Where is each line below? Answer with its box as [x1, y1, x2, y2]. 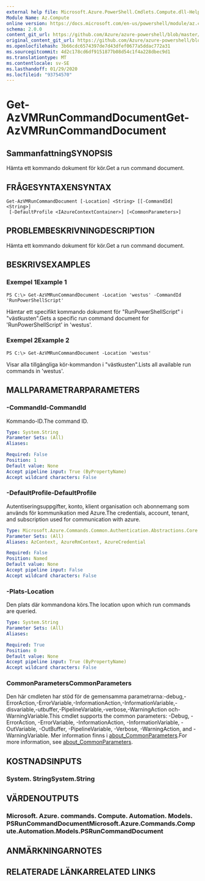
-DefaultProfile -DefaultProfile [6, 489, 96, 497]
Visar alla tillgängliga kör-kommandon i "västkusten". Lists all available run [6, 360, 191, 368]
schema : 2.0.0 [6, 26, 43, 32]
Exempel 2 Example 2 [6, 336, 70, 344]
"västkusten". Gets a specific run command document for [6, 314, 149, 322]
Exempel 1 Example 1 [6, 278, 67, 286]
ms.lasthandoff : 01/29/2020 [6, 65, 78, 72]
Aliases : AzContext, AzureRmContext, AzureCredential [6, 539, 146, 545]
